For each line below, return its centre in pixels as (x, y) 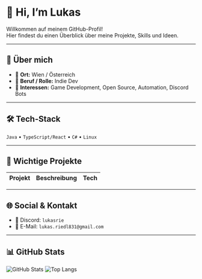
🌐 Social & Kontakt (42, 205)
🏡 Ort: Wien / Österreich (45, 74)
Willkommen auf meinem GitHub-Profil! (55, 29)
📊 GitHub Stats (35, 252)
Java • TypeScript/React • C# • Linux (52, 136)
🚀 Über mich (29, 60)
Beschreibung (56, 178)
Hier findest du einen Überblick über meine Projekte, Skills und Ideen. (93, 35)
